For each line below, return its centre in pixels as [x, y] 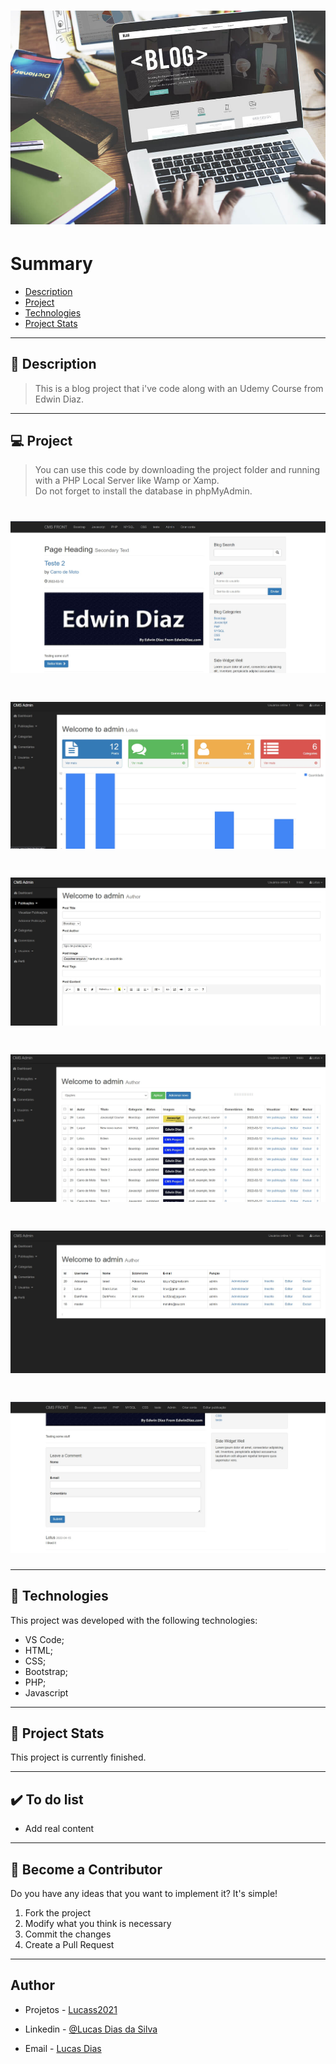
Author [32, 1985]
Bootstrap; [46, 1671]
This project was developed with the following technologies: [134, 1620]
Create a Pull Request [69, 1944]
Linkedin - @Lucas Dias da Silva [91, 2029]
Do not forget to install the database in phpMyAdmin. [143, 491]
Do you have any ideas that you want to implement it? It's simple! [144, 1893]
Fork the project [58, 1912]
